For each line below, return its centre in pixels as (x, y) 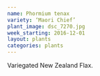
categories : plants (35, 46)
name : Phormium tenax (39, 13)
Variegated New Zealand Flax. (50, 65)
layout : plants (29, 39)
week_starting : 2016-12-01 (46, 33)
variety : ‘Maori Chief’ (42, 20)
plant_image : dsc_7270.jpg (46, 26)
